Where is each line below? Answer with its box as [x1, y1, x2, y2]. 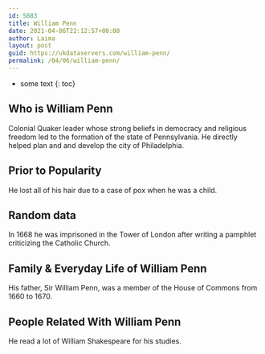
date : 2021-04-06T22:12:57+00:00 [8, 27, 120, 35]
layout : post [8, 42, 52, 50]
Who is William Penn [8, 102, 114, 116]
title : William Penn [8, 19, 78, 27]
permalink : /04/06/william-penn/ [8, 57, 120, 65]
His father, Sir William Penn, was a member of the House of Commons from [8, 283, 258, 293]
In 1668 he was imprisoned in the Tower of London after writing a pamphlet [8, 230, 257, 240]
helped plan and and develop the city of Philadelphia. [8, 140, 185, 150]
